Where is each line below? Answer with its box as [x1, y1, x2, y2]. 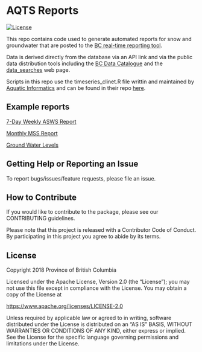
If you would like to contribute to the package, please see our [6, 208, 159, 216]
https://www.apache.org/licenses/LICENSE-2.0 [6, 302, 124, 310]
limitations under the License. [6, 340, 80, 347]
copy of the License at [6, 291, 62, 298]
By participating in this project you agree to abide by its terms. [6, 233, 161, 240]
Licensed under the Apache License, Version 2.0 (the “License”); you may [6, 278, 190, 286]
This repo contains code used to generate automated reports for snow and [6, 35, 192, 42]
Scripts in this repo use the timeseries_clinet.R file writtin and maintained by [6, 78, 195, 85]
